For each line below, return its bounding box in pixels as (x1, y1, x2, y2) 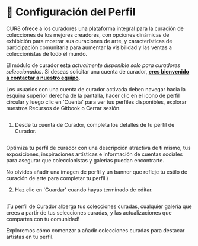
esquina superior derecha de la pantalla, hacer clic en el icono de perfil (6, 92, 180, 99)
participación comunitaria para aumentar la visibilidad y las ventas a (6, 44, 172, 51)
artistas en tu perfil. (6, 233, 54, 240)
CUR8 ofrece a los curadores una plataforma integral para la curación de (6, 25, 184, 32)
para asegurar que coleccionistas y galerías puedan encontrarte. (6, 156, 165, 164)
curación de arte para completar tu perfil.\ (6, 174, 109, 181)
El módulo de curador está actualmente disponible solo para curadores (6, 62, 181, 69)
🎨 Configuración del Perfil (6, 5, 136, 19)
